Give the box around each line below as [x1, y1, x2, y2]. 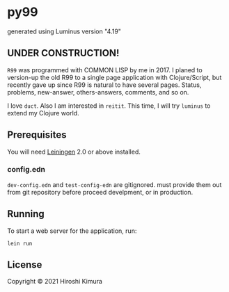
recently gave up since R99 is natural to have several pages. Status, [7, 81, 202, 89]
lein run [7, 240, 33, 247]
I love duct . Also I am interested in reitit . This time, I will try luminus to [7, 102, 211, 110]
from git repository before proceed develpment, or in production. [7, 188, 194, 196]
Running [7, 208, 45, 220]
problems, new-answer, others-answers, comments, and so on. [7, 88, 189, 96]
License [7, 259, 42, 271]
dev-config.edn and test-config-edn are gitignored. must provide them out [7, 180, 222, 188]
